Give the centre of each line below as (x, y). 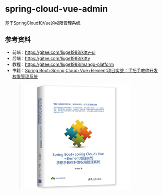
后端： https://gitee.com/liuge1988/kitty (51, 58)
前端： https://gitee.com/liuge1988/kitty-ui (54, 52)
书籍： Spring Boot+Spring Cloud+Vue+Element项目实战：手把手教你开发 (85, 70)
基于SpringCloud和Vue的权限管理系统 (43, 23)
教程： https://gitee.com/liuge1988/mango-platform (63, 64)
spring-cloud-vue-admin (57, 9)
